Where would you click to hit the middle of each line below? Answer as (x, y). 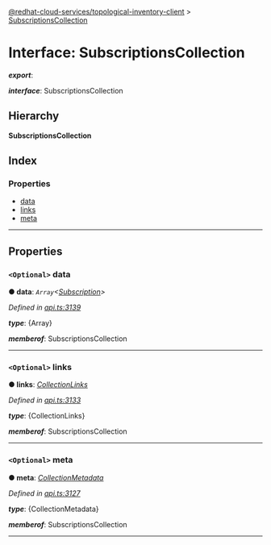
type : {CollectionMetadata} (54, 509)
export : (21, 75)
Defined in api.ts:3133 (45, 400)
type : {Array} (30, 323)
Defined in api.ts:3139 (45, 308)
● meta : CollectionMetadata (56, 477)
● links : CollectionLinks (48, 385)
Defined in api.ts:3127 (44, 493)
